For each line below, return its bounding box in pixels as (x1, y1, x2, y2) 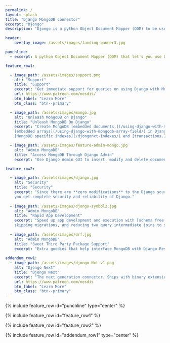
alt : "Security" (14, 180, 49, 185)
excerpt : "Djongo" (5, 21, 44, 27)
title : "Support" (14, 82, 51, 87)
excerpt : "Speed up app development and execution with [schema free (14, 218, 164, 223)
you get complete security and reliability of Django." (14, 194, 135, 199)
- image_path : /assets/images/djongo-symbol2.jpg (10, 204, 116, 209)
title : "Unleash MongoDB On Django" (14, 119, 92, 124)
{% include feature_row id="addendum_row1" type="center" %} (5, 332, 139, 338)
